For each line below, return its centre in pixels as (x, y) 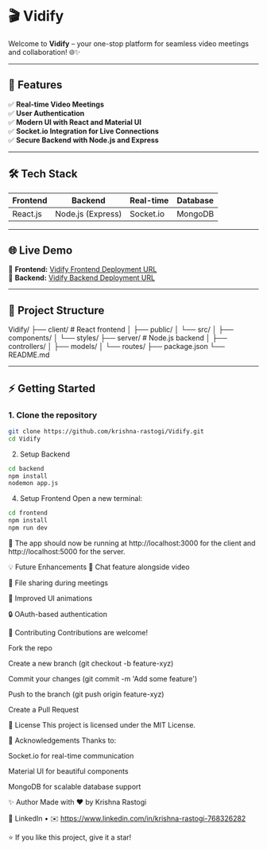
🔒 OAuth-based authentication (58, 614)
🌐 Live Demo (41, 250)
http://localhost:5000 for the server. (67, 551)
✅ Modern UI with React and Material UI (75, 122)
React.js (27, 214)
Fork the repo (31, 648)
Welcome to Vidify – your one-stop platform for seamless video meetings (128, 43)
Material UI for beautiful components (68, 771)
